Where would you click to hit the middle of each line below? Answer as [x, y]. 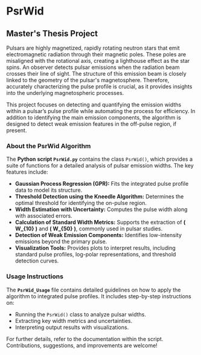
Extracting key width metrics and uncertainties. [74, 321]
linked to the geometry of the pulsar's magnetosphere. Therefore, [88, 80]
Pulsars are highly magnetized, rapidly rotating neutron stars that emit [93, 48]
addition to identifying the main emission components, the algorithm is [94, 117]
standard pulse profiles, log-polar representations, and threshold [95, 255]
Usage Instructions [35, 276]
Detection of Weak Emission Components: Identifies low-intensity [98, 235]
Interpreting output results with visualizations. [72, 327]
